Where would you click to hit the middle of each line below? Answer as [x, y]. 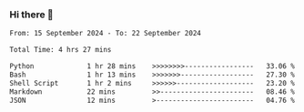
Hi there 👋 [32, 15]
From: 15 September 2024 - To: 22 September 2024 [106, 34]
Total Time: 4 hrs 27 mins [61, 50]
